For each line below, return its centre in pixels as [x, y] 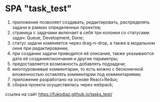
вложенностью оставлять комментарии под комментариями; [77, 74]
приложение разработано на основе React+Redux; [65, 79]
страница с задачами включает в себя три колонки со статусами [81, 32]
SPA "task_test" [38, 9]
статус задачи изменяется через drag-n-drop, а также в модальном [83, 43]
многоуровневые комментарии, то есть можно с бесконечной [78, 69]
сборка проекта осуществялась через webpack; [63, 84]
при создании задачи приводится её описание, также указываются [83, 53]
